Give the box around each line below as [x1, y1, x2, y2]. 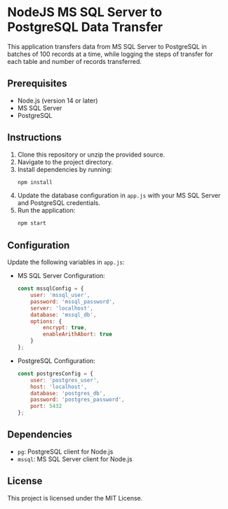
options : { [30, 317, 62, 325]
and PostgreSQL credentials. [17, 199, 100, 207]
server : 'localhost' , [30, 305, 93, 312]
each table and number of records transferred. [7, 57, 142, 65]
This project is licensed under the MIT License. [7, 494, 143, 502]
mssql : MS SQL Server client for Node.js [17, 454, 133, 463]
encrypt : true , [43, 324, 88, 331]
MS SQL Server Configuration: [17, 272, 105, 280]
